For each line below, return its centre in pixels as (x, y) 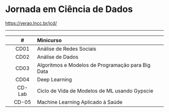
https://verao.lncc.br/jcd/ (31, 23)
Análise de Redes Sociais (67, 49)
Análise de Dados (58, 57)
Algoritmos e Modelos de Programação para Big (94, 65)
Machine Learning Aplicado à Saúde (80, 102)
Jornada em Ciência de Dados (69, 9)
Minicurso (49, 40)
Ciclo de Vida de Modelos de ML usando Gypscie (95, 90)
